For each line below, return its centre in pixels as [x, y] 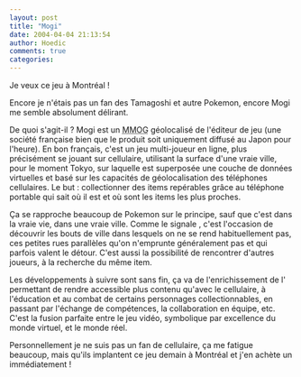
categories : [32, 60]
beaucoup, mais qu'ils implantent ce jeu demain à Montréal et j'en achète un [151, 354]
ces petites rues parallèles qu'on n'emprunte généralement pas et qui [138, 243]
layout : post [34, 18]
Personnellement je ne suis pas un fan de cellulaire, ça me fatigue [132, 345]
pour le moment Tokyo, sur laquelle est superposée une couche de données [151, 168]
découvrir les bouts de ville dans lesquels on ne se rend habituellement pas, [150, 234]
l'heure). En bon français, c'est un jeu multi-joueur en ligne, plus [128, 149]
